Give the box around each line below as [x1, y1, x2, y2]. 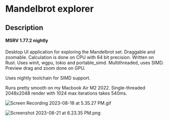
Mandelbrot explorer [5, 3, 94, 15]
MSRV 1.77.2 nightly [5, 38, 48, 44]
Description [5, 23, 43, 32]
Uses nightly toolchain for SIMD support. [5, 75, 91, 81]
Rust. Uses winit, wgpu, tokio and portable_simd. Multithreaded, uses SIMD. [5, 59, 164, 66]
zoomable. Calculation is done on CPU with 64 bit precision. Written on [5, 54, 154, 60]
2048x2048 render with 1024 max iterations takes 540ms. [5, 90, 127, 96]
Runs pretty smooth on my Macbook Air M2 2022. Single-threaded [5, 84, 146, 90]
